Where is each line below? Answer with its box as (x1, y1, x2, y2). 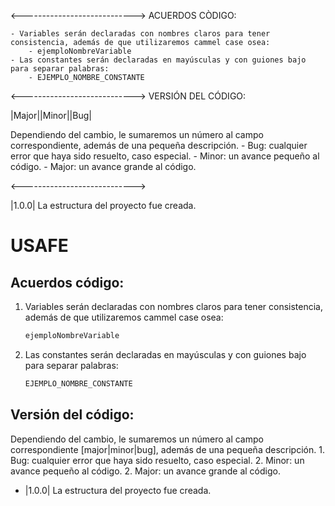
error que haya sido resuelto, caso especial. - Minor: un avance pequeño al (10, 150, 320, 162)
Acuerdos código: (10, 274, 125, 291)
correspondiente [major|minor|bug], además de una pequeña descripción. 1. (10, 443, 325, 455)
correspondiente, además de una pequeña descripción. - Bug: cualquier (10, 140, 308, 151)
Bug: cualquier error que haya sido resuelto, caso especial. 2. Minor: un (10, 454, 305, 466)
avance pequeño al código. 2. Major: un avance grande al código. (10, 465, 281, 477)
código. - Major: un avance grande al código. (10, 161, 197, 172)
